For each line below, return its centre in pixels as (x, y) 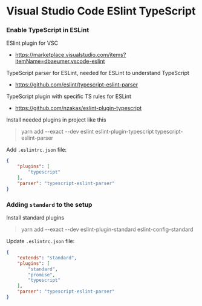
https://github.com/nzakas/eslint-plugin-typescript (78, 108)
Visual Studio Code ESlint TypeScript (101, 11)
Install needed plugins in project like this (56, 120)
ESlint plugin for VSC (32, 43)
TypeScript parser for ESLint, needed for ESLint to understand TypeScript (98, 73)
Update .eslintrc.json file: (41, 241)
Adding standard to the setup (49, 204)
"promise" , (42, 275)
